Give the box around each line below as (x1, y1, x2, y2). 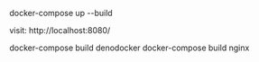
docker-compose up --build (9, 8, 113, 18)
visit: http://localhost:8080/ (9, 25, 111, 35)
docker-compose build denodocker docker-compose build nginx (9, 42, 250, 53)
